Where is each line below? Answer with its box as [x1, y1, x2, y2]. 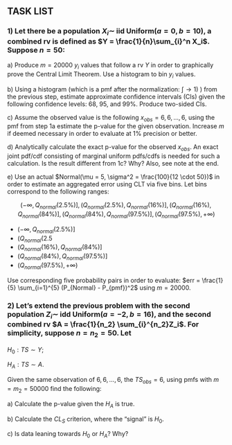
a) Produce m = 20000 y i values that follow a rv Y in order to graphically [7, 60, 214, 71]
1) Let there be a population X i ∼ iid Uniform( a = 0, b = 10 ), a [7, 26, 212, 37]
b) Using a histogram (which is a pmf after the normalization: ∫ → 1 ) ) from [7, 85, 218, 93]
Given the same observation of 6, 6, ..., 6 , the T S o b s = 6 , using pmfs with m [7, 376, 220, 385]
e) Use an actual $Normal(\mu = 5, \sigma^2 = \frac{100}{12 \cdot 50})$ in [7, 173, 220, 181]
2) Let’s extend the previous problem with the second [7, 301, 190, 311]
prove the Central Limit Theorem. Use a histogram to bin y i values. [7, 69, 196, 80]
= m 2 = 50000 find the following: [7, 384, 102, 394]
